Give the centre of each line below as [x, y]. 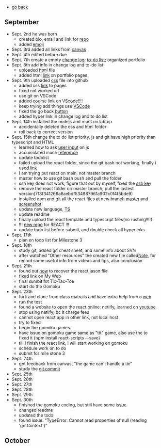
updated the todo [36, 415]
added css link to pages [43, 85]
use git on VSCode [38, 96]
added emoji [31, 44]
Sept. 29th [22, 394]
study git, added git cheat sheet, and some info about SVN [77, 250]
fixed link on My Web [40, 276]
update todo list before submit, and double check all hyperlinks [82, 229]
